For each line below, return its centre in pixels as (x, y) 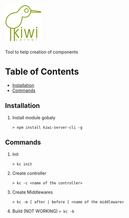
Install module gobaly (34, 117)
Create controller (29, 173)
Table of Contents (42, 72)
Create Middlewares (32, 192)
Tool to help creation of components (42, 52)
